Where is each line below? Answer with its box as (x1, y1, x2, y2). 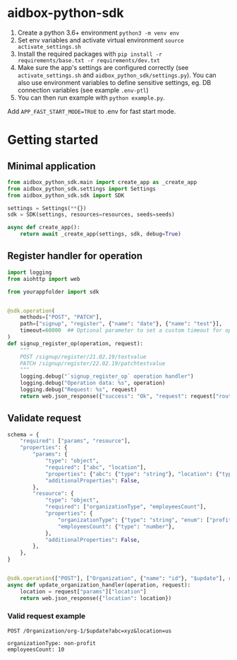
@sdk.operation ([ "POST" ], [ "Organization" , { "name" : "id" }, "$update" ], (7, 575, 226, 582)
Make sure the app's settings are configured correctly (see (17, 63, 189, 71)
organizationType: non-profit (7, 639, 97, 647)
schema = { (7, 431, 39, 438)
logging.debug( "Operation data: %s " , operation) (20, 380, 166, 387)
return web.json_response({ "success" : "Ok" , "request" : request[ (20, 393, 217, 400)
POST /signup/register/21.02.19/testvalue (20, 353, 147, 360)
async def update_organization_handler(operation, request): (7, 581, 191, 589)
